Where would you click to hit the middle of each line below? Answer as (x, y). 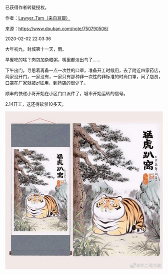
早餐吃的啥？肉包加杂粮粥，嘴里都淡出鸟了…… (53, 60)
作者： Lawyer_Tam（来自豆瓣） (38, 18)
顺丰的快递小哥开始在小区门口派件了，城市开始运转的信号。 (66, 93)
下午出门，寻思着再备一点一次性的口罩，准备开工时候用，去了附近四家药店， (84, 70)
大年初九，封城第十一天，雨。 (36, 49)
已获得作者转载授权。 (27, 7)
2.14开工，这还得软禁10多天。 (36, 104)
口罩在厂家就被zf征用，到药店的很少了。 (47, 83)
